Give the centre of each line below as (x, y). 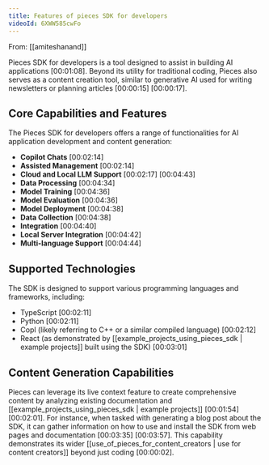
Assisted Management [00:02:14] (77, 166)
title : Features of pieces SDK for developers (88, 16)
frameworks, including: (46, 297)
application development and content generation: (90, 142)
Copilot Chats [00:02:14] (62, 157)
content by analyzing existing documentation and (90, 400)
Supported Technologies (72, 269)
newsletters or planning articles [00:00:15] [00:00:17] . (98, 88)
